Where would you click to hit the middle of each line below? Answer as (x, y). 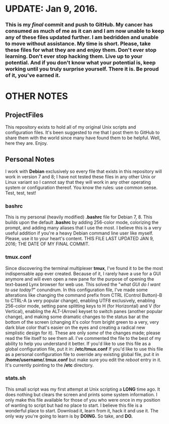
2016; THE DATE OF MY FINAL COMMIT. (47, 244)
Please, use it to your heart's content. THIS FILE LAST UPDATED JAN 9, (80, 239)
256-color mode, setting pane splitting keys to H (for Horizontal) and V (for (83, 306)
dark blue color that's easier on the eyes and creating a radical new (75, 327)
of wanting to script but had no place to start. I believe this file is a (74, 405)
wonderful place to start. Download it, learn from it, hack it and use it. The (82, 410)
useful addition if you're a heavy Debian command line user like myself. (79, 233)
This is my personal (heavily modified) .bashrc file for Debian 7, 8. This (79, 217)
